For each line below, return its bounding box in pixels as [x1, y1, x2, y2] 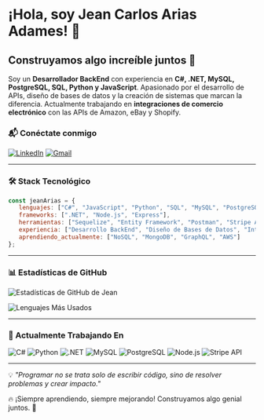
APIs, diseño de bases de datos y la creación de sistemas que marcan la [8, 91, 242, 100]
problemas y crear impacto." [8, 379, 101, 389]
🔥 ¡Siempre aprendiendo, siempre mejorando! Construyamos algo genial [8, 394, 242, 404]
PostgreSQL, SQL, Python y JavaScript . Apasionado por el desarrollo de [8, 82, 245, 92]
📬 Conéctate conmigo [8, 127, 97, 138]
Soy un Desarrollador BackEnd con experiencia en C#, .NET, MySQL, [8, 75, 235, 83]
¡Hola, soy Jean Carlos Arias [8, 5, 197, 24]
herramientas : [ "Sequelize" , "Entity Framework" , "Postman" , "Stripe [18, 218, 251, 227]
